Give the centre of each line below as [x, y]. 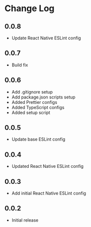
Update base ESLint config [38, 139]
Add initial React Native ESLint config [49, 193]
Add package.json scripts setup [44, 97]
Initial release [25, 220]
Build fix [20, 65]
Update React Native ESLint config [46, 38]
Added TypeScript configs [38, 107]
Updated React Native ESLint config [47, 166]
